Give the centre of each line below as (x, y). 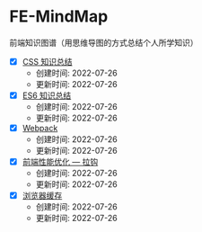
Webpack (40, 129)
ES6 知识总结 (47, 95)
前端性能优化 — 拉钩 (60, 162)
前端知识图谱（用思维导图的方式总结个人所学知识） (104, 42)
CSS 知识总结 (47, 61)
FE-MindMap (59, 17)
